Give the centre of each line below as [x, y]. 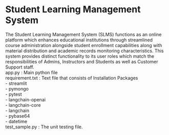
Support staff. [20, 67]
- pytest [14, 94]
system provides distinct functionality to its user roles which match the [80, 56]
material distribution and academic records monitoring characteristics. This [84, 51]
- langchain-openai [26, 99]
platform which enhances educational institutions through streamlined [79, 40]
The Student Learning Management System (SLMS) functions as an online [83, 34]
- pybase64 [18, 116]
